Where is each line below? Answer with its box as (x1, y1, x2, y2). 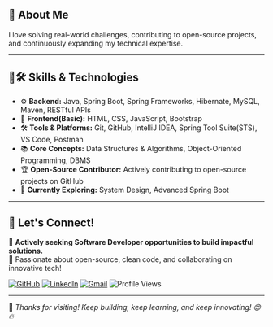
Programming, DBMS (19, 155, 91, 165)
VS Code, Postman (19, 134, 84, 144)
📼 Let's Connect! (8, 216, 95, 230)
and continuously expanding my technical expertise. (8, 38, 184, 48)
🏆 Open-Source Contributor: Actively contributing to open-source (19, 164, 247, 174)
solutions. (8, 246, 43, 256)
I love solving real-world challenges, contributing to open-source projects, (8, 29, 258, 39)
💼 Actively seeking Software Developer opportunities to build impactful (8, 238, 254, 247)
